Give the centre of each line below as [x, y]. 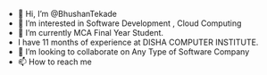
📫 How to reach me [54, 62]
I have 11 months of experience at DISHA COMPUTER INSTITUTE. [138, 42]
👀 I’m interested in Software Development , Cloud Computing [129, 23]
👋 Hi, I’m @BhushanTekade [67, 14]
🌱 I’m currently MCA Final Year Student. [90, 33]
